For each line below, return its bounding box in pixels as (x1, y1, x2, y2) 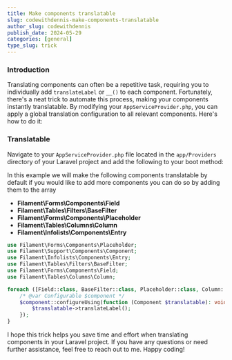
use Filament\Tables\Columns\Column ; (7, 273, 116, 280)
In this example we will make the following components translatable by (7, 170, 208, 179)
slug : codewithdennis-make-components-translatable (7, 17, 159, 23)
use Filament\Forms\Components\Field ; (7, 267, 119, 274)
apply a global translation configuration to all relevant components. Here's (7, 110, 217, 118)
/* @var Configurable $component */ (19, 292, 126, 299)
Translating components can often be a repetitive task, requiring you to (7, 81, 209, 89)
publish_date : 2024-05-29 (7, 29, 81, 37)
